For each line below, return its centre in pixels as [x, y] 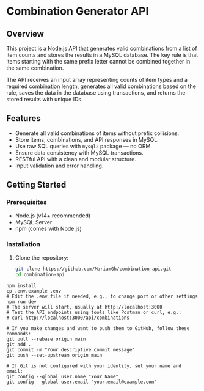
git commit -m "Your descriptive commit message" [71, 349]
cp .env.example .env [34, 291]
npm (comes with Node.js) [49, 228]
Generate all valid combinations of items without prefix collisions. [97, 133]
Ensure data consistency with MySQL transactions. [79, 152]
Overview [25, 34]
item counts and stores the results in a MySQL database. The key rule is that [102, 55]
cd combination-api [40, 274]
